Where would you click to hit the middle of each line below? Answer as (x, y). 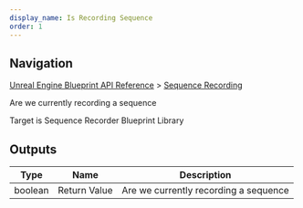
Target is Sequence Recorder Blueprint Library (97, 120)
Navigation (41, 63)
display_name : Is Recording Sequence (81, 18)
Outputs (33, 149)
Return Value (85, 191)
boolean (31, 191)
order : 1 (26, 26)
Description (205, 175)
